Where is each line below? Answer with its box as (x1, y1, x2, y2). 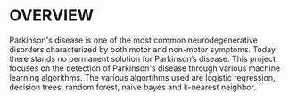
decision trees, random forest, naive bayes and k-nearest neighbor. (9, 82, 257, 92)
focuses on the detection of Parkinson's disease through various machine (9, 63, 281, 74)
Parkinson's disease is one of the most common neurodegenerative (9, 35, 259, 45)
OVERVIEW (9, 5, 95, 26)
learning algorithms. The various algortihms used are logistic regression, (9, 72, 276, 82)
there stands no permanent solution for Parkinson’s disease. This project (9, 53, 277, 64)
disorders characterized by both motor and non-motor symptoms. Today (9, 43, 277, 54)
